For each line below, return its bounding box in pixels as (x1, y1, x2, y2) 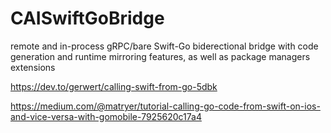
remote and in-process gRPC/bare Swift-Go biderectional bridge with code (10, 40, 319, 52)
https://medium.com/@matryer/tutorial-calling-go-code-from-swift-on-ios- (10, 100, 321, 112)
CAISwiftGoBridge (10, 7, 165, 30)
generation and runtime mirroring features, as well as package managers (10, 50, 311, 62)
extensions (10, 61, 56, 73)
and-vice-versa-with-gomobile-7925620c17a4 (10, 110, 202, 122)
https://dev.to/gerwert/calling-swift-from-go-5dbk (10, 80, 218, 92)
